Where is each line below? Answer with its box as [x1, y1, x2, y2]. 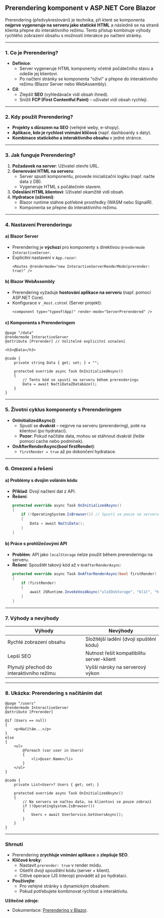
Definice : [12, 61, 31, 66]
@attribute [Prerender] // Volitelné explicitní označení [5, 339, 125, 344]
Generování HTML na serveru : [12, 168, 75, 174]
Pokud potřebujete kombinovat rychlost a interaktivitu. [19, 888, 128, 894]
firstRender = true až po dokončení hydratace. [19, 448, 116, 454]
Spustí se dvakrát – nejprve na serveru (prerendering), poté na [19, 422, 146, 428]
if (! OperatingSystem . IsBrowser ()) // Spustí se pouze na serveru [21, 512, 159, 517]
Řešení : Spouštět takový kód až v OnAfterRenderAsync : [12, 562, 122, 568]
